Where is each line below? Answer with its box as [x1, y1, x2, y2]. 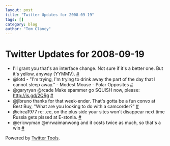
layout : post [5, 7, 33, 13]
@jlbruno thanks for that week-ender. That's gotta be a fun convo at [12, 98, 156, 104]
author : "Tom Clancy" [5, 27, 51, 32]
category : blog [5, 21, 38, 27]
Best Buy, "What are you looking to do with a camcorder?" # [12, 103, 139, 110]
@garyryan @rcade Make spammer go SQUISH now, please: [12, 87, 140, 93]
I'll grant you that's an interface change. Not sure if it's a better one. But [12, 65, 163, 71]
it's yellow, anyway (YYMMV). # [12, 71, 80, 77]
